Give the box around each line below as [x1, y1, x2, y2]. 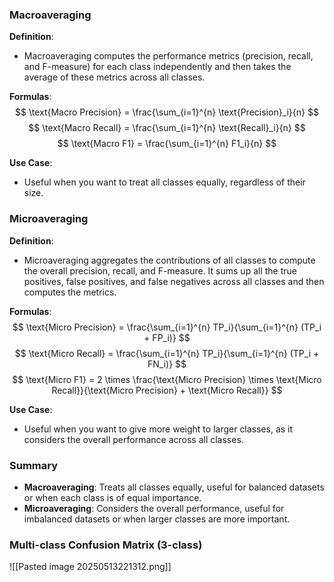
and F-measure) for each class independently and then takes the [23, 61, 292, 73]
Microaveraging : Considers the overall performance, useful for [23, 502, 285, 514]
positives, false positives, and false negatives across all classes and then [23, 275, 325, 287]
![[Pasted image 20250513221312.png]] [9, 561, 172, 573]
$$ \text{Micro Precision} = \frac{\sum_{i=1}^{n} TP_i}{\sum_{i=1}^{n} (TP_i [12, 321, 322, 333]
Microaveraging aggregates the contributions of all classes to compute [23, 254, 316, 266]
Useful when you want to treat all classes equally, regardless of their [23, 176, 306, 188]
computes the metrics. [23, 286, 117, 298]
